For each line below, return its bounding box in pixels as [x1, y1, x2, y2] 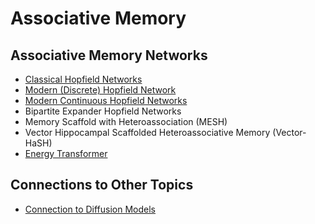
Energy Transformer [24, 148, 108, 159]
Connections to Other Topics [10, 177, 194, 194]
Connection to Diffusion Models [24, 203, 156, 215]
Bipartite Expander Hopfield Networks [24, 105, 182, 117]
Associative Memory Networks [10, 47, 208, 64]
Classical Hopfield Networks [24, 73, 143, 85]
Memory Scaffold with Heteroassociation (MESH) [24, 116, 228, 127]
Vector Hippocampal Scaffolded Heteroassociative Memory [24, 127, 271, 138]
